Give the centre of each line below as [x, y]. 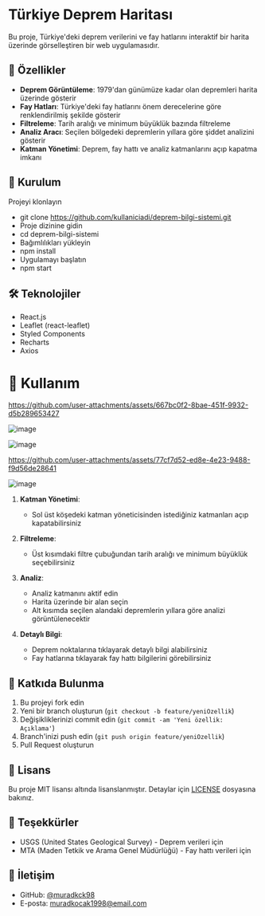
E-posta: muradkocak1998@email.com [83, 903]
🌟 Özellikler [37, 71]
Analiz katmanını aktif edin [75, 594]
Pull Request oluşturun [57, 745]
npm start [35, 268]
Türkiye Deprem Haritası [91, 15]
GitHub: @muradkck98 [57, 894]
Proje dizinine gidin [51, 226]
